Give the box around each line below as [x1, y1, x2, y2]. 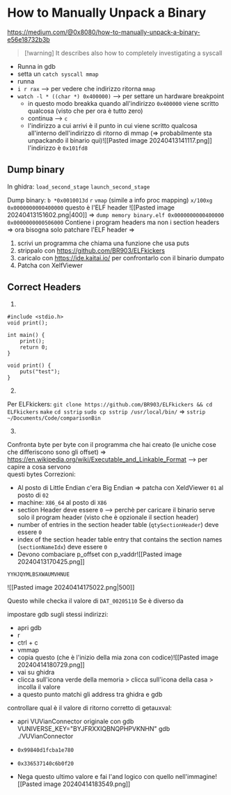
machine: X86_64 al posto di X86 [17, 498, 107, 506]
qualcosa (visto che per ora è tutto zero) [27, 107, 143, 115]
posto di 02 [17, 491, 49, 499]
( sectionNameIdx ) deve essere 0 [17, 542, 108, 551]
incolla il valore [17, 682, 61, 691]
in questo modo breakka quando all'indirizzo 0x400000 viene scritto [27, 99, 219, 107]
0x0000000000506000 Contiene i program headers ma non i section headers [7, 218, 220, 226]
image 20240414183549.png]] [43, 780, 131, 788]
